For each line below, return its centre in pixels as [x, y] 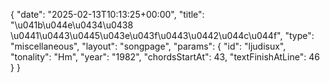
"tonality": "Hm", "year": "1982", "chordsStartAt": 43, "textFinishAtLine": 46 [165, 57]
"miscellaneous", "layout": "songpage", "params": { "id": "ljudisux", [148, 46]
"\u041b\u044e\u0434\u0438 [72, 25]
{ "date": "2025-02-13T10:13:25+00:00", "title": [107, 14]
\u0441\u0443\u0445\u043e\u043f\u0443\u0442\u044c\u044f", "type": [162, 35]
